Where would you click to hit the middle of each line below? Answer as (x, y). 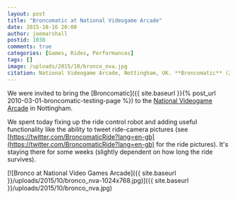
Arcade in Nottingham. (40, 108)
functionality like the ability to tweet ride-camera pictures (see (98, 129)
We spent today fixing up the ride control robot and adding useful (102, 121)
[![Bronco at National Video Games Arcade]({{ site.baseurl (92, 173)
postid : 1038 (26, 40)
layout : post (26, 14)
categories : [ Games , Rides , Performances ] (71, 54)
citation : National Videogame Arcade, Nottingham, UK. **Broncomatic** (115, 73)
